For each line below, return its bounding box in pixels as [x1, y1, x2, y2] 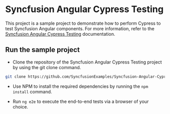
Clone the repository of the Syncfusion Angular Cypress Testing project [12, 59, 162, 65]
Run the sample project [5, 45, 80, 54]
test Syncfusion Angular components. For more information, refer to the [5, 25, 155, 31]
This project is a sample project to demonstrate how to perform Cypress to [5, 20, 161, 26]
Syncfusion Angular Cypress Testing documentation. [5, 31, 115, 37]
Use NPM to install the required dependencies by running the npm [12, 83, 148, 89]
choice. [12, 103, 29, 109]
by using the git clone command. [12, 64, 81, 70]
